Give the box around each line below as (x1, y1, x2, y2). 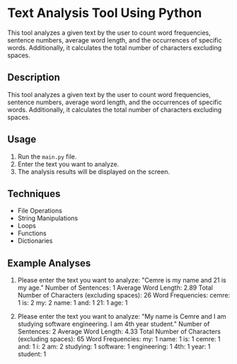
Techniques (7, 188, 61, 200)
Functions (17, 229, 47, 238)
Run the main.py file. (17, 152, 77, 161)
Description (7, 72, 60, 84)
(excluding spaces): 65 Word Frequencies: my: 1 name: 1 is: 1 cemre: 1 (17, 335, 221, 343)
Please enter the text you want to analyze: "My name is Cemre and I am (17, 312, 226, 321)
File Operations (17, 207, 62, 215)
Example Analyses (7, 257, 91, 269)
